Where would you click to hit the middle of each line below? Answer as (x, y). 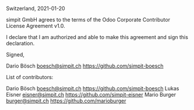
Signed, (15, 54)
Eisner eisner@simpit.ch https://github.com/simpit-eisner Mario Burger (91, 95)
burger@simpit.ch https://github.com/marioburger (66, 101)
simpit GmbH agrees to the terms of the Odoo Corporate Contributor (88, 19)
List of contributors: (30, 77)
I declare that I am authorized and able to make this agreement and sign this (97, 37)
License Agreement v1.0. (36, 26)
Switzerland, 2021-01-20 (36, 8)
